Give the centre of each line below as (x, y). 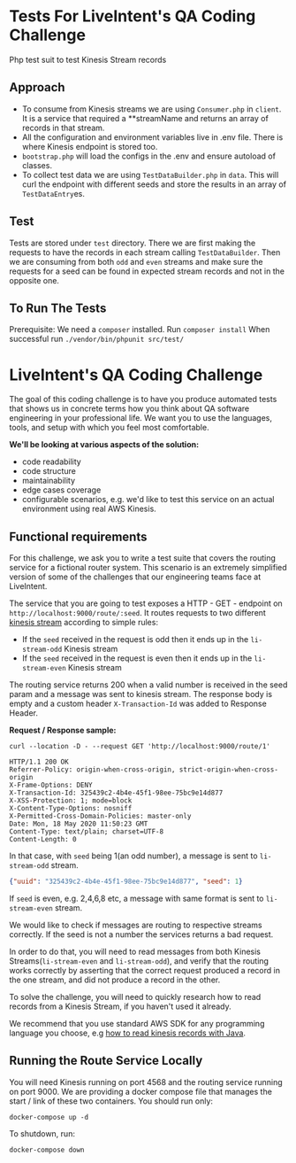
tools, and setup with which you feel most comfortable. (109, 428)
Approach (37, 87)
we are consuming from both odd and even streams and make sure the (136, 261)
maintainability (49, 481)
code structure (49, 471)
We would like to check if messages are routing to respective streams (136, 925)
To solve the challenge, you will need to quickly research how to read (135, 997)
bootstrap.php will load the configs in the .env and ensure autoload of (149, 156)
